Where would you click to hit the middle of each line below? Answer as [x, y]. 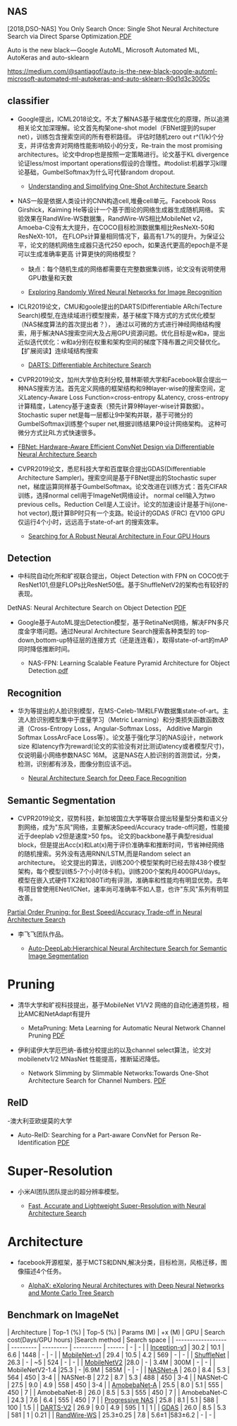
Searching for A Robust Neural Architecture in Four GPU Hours [119, 536]
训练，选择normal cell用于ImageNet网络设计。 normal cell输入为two [116, 495]
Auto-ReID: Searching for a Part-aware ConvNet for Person [103, 1134]
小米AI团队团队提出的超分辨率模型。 [70, 1191]
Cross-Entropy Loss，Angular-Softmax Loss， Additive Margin [121, 729]
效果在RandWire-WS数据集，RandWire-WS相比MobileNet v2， [115, 218]
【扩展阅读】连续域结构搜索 [58, 350]
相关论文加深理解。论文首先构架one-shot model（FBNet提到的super [117, 127]
